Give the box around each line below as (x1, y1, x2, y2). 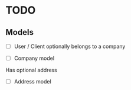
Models (5, 27, 34, 37)
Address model (14, 78, 51, 85)
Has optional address (5, 66, 57, 74)
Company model (14, 54, 54, 62)
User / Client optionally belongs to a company (14, 43, 126, 50)
